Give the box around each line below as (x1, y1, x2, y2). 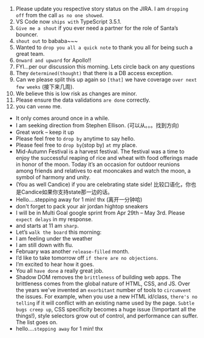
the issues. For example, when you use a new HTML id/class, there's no (15, 293, 198, 300)
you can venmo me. (15, 103, 63, 110)
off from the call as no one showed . (15, 12, 104, 19)
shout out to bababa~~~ (15, 38, 78, 44)
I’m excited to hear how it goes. (15, 260, 95, 268)
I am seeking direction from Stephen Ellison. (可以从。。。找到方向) (15, 122, 180, 129)
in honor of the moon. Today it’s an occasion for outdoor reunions (15, 161, 180, 168)
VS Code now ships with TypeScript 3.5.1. (15, 18, 122, 25)
